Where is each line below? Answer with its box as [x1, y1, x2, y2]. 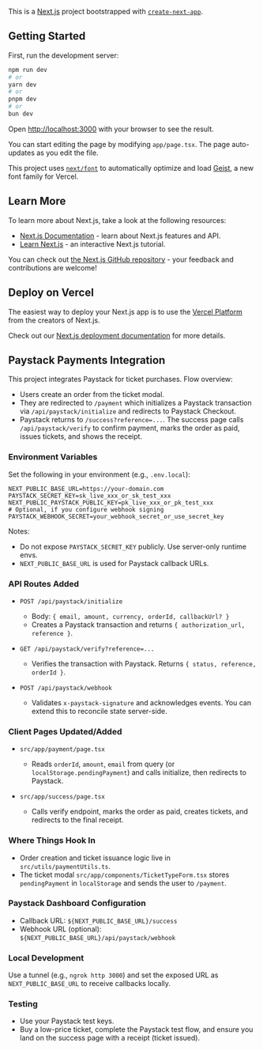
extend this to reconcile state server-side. [31, 706, 167, 716]
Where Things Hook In [8, 835, 96, 846]
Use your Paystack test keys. [19, 1016, 115, 1026]
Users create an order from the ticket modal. [19, 390, 164, 399]
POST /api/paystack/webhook [19, 684, 112, 692]
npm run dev [8, 66, 47, 74]
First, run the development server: [8, 51, 119, 60]
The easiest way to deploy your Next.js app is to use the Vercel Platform [8, 307, 243, 316]
